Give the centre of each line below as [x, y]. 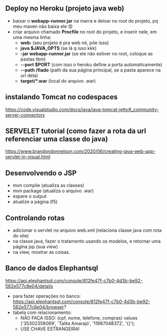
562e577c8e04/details [29, 286]
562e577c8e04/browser [38, 307]
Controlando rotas [35, 218]
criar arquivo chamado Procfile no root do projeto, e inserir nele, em [85, 32]
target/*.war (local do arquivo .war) [58, 81]
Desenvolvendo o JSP [41, 173]
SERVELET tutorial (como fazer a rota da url [76, 131]
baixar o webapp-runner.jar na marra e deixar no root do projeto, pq [85, 21]
